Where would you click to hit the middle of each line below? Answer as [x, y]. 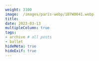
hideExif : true [21, 51]
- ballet [14, 42]
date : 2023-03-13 [23, 23]
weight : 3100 [19, 10]
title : [12, 19]
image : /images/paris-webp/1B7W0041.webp [49, 14]
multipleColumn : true [27, 28]
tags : [11, 32]
